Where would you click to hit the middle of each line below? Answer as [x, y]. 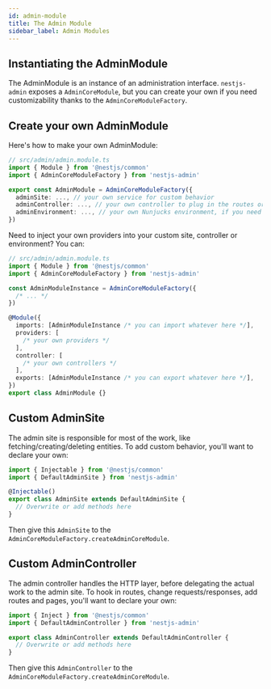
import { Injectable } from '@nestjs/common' [86, 470]
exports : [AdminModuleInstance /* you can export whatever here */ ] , [135, 378]
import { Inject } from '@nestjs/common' [79, 615]
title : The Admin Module [50, 23]
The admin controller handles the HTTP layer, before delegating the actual [131, 583]
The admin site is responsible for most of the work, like [100, 437]
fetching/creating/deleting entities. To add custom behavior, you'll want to [131, 446]
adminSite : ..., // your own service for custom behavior [115, 197]
